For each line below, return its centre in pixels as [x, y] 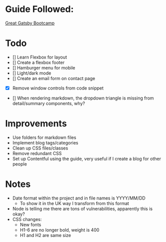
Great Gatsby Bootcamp [30, 23]
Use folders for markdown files [44, 137]
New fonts [30, 224]
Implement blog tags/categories [45, 142]
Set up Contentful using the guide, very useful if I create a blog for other [87, 158]
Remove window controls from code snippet [58, 88]
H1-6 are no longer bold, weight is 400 [59, 230]
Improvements [36, 124]
